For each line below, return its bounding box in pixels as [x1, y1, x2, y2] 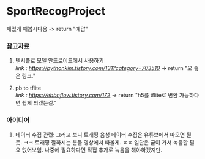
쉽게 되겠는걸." [21, 99, 57, 107]
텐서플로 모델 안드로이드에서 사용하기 [15, 57, 104, 65]
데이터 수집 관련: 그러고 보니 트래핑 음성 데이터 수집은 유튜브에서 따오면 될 [15, 131, 192, 138]
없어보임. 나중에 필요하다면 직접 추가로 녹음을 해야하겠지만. [21, 146, 163, 154]
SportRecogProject [6, 4, 106, 18]
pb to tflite [15, 84, 42, 92]
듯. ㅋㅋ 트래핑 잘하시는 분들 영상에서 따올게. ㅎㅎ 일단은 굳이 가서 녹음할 [15, 138, 188, 146]
